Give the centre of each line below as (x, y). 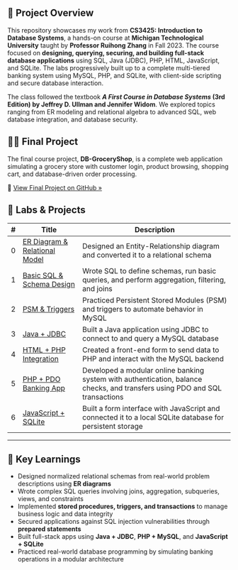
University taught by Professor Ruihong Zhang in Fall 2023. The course (113, 45)
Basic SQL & (43, 275)
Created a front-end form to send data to (151, 350)
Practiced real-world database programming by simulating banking (115, 552)
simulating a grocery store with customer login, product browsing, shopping (118, 166)
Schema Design (49, 285)
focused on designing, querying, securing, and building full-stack (106, 53)
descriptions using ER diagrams (64, 484)
